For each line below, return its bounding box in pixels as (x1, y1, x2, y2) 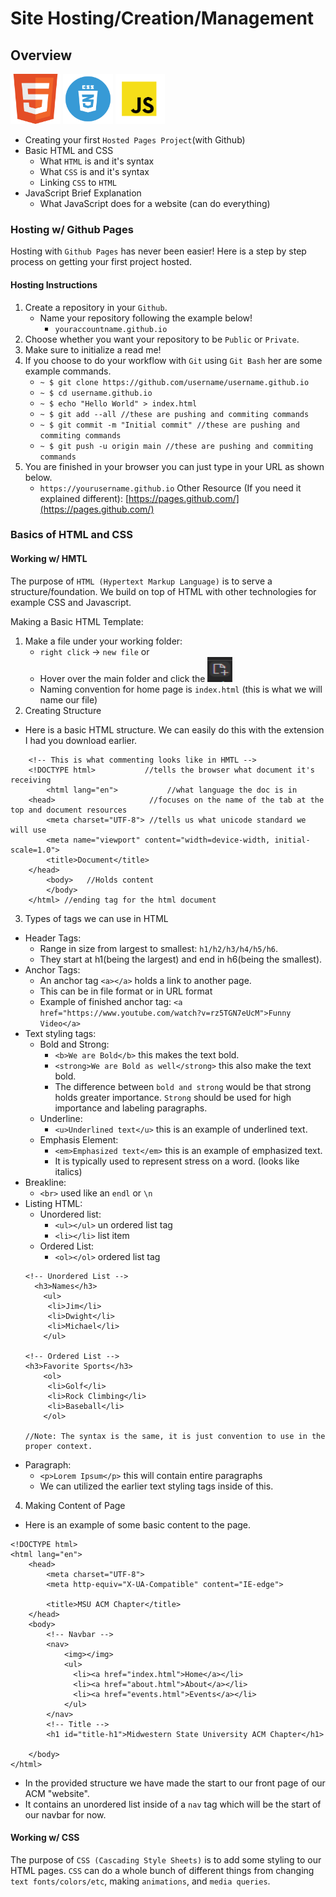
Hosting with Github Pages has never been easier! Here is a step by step (10, 245, 307, 257)
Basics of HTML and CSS (10, 528, 133, 542)
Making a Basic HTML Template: (10, 615, 144, 627)
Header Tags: (24, 932, 82, 944)
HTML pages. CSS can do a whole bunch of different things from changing (10, 1864, 315, 1876)
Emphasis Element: (39, 1133, 119, 1146)
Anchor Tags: (24, 963, 81, 976)
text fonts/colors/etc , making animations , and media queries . (10, 1875, 271, 1887)
